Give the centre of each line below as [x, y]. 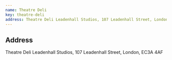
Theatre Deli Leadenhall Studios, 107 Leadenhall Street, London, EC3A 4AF [84, 52]
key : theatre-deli [25, 15]
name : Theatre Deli [26, 10]
